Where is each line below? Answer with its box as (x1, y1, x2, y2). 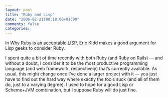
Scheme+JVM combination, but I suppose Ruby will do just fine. (5, 87, 137, 93)
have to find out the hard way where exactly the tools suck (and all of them (5, 76, 160, 82)
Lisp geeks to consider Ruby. (5, 45, 65, 51)
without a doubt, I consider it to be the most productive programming (5, 60, 148, 66)
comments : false (5, 21, 39, 27)
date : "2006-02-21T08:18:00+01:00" (5, 17, 80, 22)
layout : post (5, 7, 33, 13)
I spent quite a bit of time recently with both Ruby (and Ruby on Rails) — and (5, 55, 163, 61)
